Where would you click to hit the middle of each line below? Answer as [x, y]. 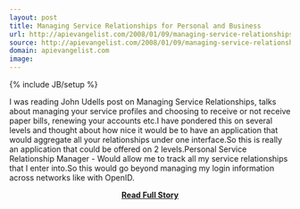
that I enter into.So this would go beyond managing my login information [142, 168]
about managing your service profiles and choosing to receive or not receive [150, 111]
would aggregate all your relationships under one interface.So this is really [146, 140]
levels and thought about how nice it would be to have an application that [144, 130]
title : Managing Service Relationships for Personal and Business [135, 26]
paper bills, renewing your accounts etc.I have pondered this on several [141, 121]
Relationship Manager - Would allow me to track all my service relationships [149, 159]
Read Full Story [150, 195]
